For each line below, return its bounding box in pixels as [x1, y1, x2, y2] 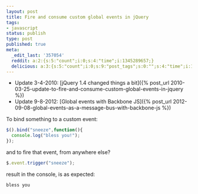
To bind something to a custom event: [6, 116, 98, 123]
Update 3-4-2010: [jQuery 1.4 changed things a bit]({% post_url [14, 79, 170, 86]
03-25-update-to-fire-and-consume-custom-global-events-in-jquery [14, 86, 184, 93]
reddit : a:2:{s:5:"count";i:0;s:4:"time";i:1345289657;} [11, 58, 154, 63]
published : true [6, 42, 46, 48]
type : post [6, 36, 33, 42]
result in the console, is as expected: [6, 170, 95, 178]
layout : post [6, 8, 38, 15]
